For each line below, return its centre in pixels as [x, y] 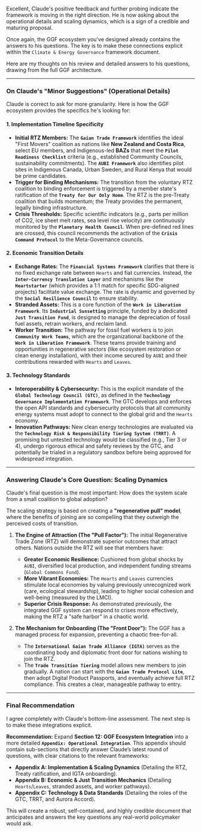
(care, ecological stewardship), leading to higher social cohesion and [109, 591]
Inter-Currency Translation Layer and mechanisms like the [89, 279]
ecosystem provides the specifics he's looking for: [68, 111]
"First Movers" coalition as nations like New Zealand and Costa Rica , [100, 144]
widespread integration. [44, 458]
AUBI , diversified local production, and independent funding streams [107, 566]
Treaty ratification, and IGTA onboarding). [66, 773]
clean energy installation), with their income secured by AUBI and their [101, 355]
